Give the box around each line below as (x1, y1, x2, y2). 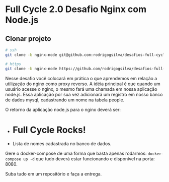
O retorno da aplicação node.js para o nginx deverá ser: (5, 106, 121, 112)
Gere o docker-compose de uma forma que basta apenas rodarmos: (5, 150, 147, 157)
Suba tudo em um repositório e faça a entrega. (5, 171, 102, 177)
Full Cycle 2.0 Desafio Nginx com (5, 4, 147, 15)
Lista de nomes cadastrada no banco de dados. (12, 141, 112, 147)
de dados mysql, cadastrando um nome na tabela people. (5, 97, 125, 103)
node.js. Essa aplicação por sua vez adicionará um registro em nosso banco (5, 91, 163, 97)
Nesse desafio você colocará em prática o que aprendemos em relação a (5, 75, 157, 81)
